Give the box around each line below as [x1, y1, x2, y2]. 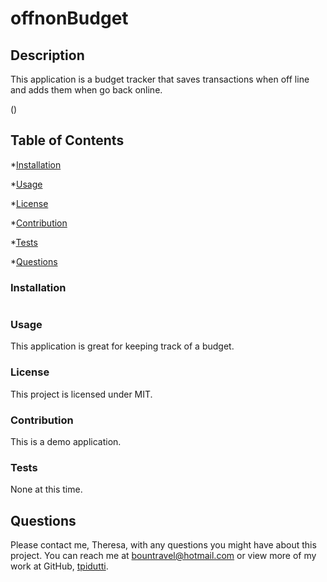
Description [10, 47, 85, 64]
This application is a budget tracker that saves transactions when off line [10, 73, 310, 85]
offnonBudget [10, 7, 129, 30]
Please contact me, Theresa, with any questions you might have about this [10, 539, 317, 551]
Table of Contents [10, 132, 125, 149]
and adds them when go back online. [10, 84, 163, 96]
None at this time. [10, 483, 83, 496]
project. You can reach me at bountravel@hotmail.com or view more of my [10, 550, 317, 562]
